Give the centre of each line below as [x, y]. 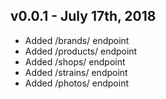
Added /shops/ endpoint [75, 61]
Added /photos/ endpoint [76, 83]
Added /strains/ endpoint [76, 72]
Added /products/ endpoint [81, 51]
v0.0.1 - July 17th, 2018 [83, 16]
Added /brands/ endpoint [77, 40]
